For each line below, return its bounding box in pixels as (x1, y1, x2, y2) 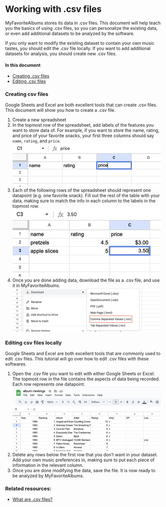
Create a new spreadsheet (12, 117, 67, 123)
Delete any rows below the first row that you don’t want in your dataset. (12, 451, 158, 457)
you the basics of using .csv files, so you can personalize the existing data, (5, 25, 158, 31)
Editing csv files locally (5, 339, 62, 346)
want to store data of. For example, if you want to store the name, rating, (12, 128, 160, 134)
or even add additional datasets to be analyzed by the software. (5, 30, 135, 36)
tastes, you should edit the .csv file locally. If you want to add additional (5, 45, 151, 51)
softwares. (5, 361, 27, 367)
